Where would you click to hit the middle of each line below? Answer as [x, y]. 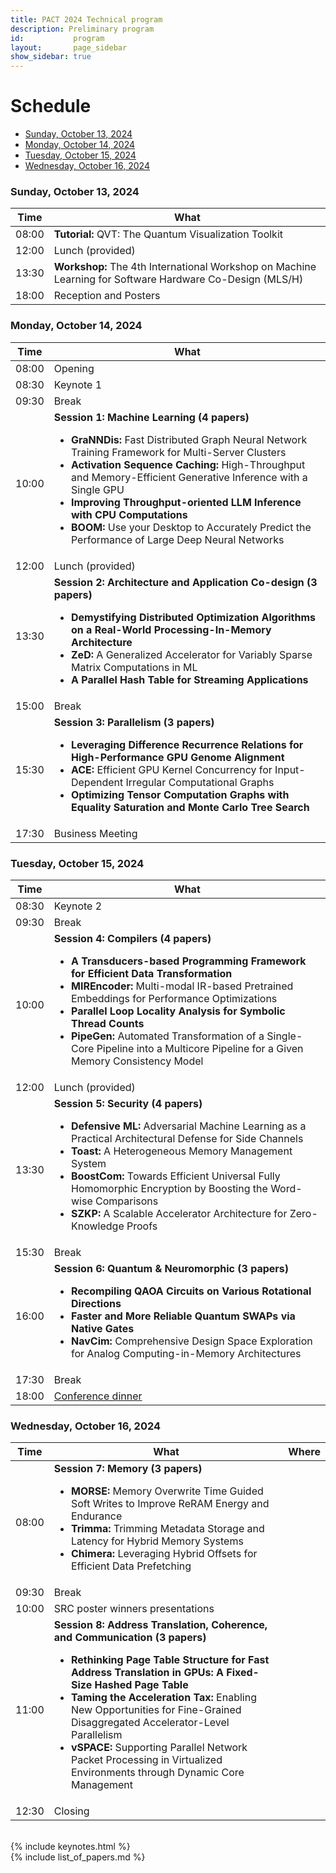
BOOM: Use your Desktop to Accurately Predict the [191, 527]
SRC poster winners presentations [134, 1609]
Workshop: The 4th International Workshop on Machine [185, 267]
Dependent [97, 782]
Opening [74, 368]
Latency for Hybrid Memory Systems [157, 1541]
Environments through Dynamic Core [157, 1773]
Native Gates [102, 1328]
